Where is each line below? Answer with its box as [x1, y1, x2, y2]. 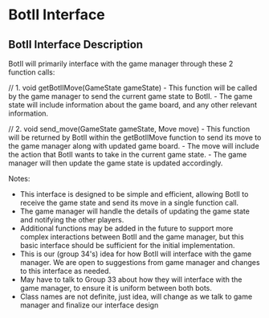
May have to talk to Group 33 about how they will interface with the [19, 275, 243, 284]
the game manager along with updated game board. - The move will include [8, 141, 259, 150]
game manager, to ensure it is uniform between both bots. [19, 283, 213, 292]
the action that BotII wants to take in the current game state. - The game [8, 150, 247, 159]
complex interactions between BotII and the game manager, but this [19, 232, 244, 242]
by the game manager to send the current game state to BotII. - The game [8, 92, 253, 101]
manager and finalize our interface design [19, 300, 159, 310]
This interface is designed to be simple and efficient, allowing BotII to [19, 190, 249, 198]
